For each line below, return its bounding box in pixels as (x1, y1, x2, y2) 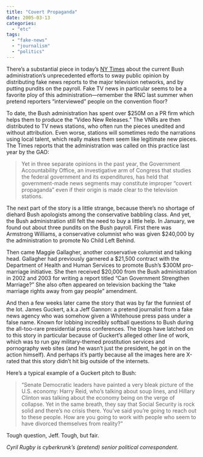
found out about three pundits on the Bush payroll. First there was (6, 224, 172, 231)
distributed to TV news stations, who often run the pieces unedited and (6, 122, 185, 130)
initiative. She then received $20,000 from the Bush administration (30, 267, 197, 275)
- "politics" (12, 49, 45, 55)
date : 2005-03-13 (6, 15, 51, 21)
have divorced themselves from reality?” (21, 420, 123, 427)
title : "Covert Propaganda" (6, 9, 78, 15)
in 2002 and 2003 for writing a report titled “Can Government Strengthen (6, 274, 190, 282)
